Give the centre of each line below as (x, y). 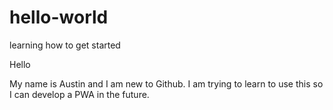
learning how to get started (65, 45)
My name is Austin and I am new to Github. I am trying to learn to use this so (166, 83)
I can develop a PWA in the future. (79, 94)
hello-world (59, 17)
